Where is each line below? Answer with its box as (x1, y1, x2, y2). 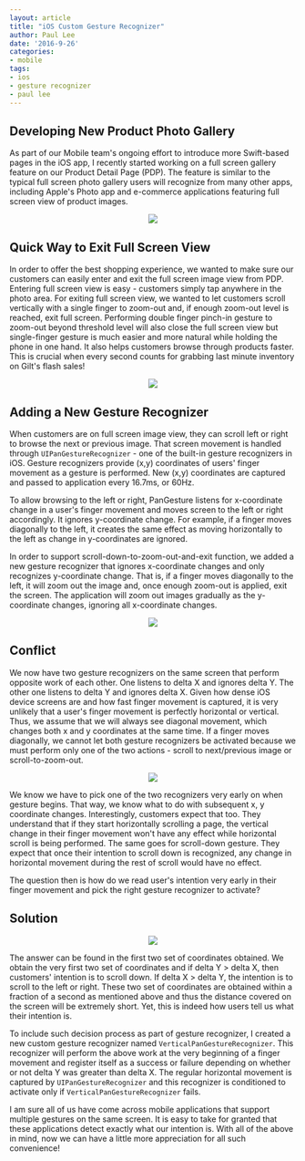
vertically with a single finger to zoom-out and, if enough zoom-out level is (9, 303, 290, 314)
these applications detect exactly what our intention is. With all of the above (9, 1123, 294, 1134)
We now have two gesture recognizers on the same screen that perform (9, 667, 280, 678)
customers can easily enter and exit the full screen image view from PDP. (9, 274, 284, 285)
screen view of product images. (9, 196, 129, 207)
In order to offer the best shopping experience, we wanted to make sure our (9, 264, 294, 275)
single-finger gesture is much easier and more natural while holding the (9, 332, 278, 343)
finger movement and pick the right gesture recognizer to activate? (9, 884, 261, 895)
